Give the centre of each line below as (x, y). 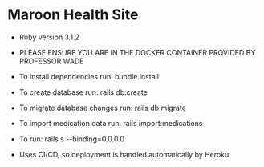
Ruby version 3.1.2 (49, 37)
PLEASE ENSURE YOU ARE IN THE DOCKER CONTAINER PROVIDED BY (137, 52)
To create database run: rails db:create (83, 92)
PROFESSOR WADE (51, 61)
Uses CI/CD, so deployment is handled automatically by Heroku (124, 154)
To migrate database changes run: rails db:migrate (102, 108)
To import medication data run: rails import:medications (111, 123)
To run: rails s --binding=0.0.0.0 (72, 139)
